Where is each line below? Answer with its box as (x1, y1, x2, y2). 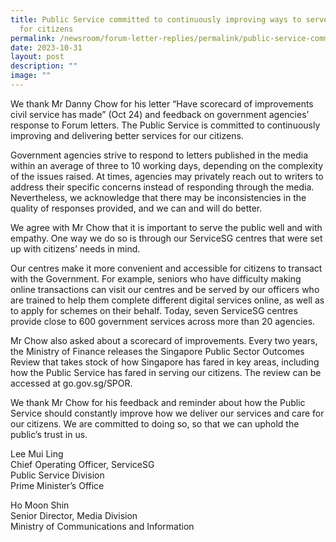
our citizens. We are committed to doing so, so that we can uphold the (10, 417, 300, 430)
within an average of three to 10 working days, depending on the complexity (10, 159, 324, 171)
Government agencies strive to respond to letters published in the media (10, 149, 309, 161)
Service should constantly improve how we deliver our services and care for (10, 407, 325, 419)
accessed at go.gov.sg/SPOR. (10, 377, 133, 389)
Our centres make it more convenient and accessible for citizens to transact (10, 262, 323, 274)
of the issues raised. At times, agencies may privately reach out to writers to (10, 170, 324, 182)
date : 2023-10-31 (10, 42, 83, 53)
